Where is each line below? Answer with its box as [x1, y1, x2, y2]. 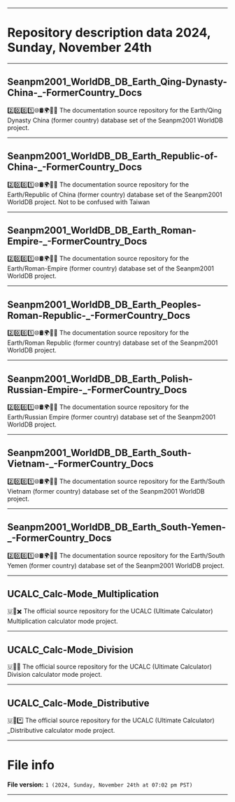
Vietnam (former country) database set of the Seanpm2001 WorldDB [7, 487, 205, 495]
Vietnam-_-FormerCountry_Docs [7, 458, 154, 470]
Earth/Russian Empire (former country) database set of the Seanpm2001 [7, 413, 215, 421]
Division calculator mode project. [7, 671, 103, 679]
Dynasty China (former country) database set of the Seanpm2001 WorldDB [7, 116, 224, 124]
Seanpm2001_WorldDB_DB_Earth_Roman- [7, 224, 197, 236]
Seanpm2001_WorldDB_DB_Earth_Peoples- [7, 299, 201, 310]
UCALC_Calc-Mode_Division [7, 644, 134, 656]
